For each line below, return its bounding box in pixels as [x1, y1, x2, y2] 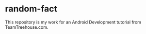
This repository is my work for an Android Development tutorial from [5, 19, 142, 25]
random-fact [5, 3, 57, 14]
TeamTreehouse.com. [5, 24, 49, 30]
